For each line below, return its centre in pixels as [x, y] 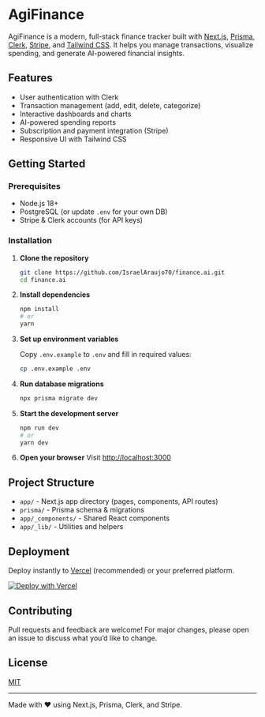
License [28, 663]
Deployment [39, 552]
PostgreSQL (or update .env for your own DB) [93, 212]
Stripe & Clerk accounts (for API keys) [81, 220]
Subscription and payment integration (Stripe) [94, 130]
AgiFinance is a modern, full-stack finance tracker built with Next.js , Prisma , [132, 36]
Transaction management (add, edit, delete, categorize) [110, 105]
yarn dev [34, 443]
